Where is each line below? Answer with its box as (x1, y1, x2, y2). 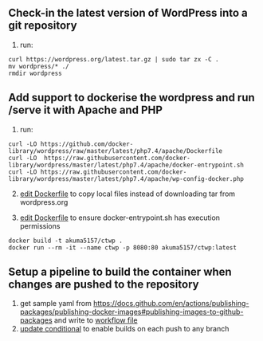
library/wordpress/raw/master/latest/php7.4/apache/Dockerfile (8, 147, 223, 155)
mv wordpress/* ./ (8, 62, 69, 70)
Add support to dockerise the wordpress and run (8, 91, 255, 104)
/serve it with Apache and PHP (8, 104, 163, 117)
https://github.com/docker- (40, 139, 134, 148)
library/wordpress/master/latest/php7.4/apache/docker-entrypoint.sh (8, 161, 245, 169)
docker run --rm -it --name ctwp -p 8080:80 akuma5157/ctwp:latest (8, 243, 237, 252)
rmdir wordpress (8, 69, 62, 77)
